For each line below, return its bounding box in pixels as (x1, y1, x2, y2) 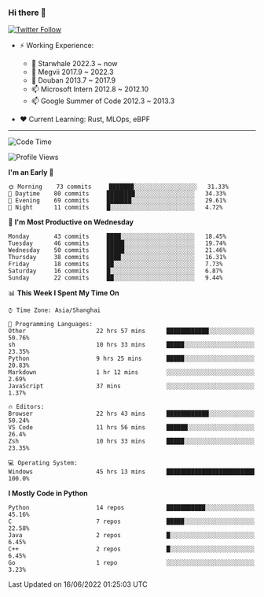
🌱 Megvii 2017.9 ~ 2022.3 (31, 67, 114, 77)
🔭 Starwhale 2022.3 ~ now (31, 59, 118, 69)
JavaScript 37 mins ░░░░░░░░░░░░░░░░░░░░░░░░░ (8, 382, 255, 391)
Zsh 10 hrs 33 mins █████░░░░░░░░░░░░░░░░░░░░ (8, 437, 255, 446)
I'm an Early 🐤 (8, 168, 54, 177)
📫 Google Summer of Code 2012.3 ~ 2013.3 (31, 96, 175, 106)
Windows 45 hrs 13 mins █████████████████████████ (8, 468, 255, 476)
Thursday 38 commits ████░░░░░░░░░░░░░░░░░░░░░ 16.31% (8, 254, 226, 261)
